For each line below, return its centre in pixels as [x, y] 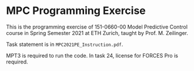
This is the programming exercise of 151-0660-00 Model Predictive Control [97, 27]
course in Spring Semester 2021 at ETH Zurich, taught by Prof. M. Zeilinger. [97, 33]
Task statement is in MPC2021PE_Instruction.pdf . [65, 44]
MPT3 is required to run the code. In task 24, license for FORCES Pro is [92, 55]
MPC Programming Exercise [76, 11]
